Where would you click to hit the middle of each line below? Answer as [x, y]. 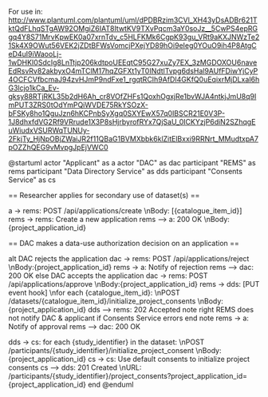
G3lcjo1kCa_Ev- [34, 88]
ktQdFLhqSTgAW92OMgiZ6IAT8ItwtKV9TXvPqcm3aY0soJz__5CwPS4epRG [133, 28]
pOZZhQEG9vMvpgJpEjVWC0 [58, 147]
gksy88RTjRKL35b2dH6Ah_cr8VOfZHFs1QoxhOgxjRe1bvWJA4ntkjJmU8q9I [132, 96]
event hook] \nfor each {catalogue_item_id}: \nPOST [95, 292]
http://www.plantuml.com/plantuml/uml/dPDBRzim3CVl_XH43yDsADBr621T [133, 20]
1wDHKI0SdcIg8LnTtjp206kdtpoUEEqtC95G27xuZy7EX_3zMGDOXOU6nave [133, 62]
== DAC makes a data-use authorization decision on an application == [124, 243]
